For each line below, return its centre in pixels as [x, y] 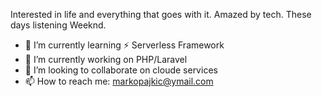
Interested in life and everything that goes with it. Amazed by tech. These [161, 14]
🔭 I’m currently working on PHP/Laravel [106, 59]
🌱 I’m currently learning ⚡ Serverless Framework [124, 45]
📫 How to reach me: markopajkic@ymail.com [119, 81]
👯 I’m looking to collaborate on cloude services [121, 70]
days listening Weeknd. [58, 25]
